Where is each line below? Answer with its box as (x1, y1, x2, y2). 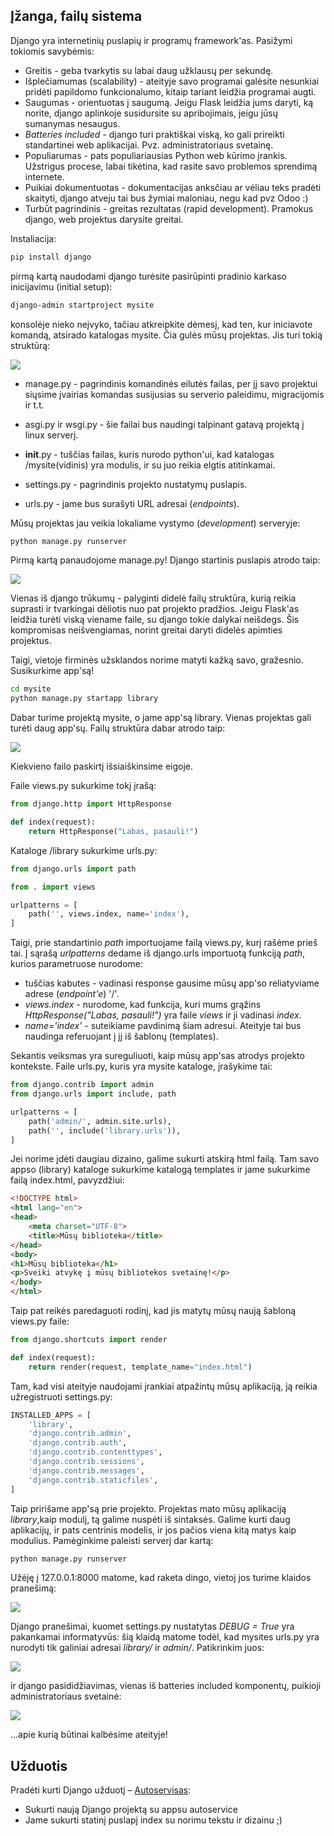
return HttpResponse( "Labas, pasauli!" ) (28, 826, 199, 836)
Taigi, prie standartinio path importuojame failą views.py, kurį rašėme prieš (10, 937, 318, 949)
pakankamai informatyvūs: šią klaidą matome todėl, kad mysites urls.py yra (10, 1631, 320, 1643)
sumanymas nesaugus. (24, 117, 121, 129)
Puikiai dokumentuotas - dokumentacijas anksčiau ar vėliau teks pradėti (24, 181, 322, 193)
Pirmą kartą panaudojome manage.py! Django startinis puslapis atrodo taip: (10, 554, 321, 566)
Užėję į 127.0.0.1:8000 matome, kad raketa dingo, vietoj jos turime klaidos (10, 1572, 312, 1584)
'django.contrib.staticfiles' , (28, 1475, 159, 1485)
